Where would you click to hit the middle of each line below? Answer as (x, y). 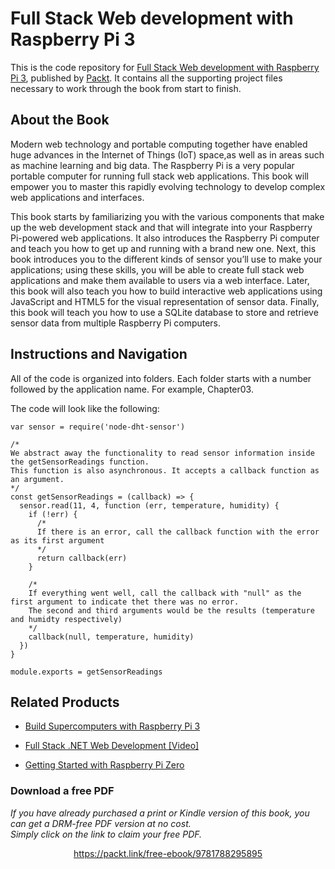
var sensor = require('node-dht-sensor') (98, 427)
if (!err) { (53, 514)
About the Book (60, 120)
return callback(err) (82, 558)
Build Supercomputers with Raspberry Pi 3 (112, 726)
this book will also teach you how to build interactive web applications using (166, 291)
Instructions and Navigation (99, 354)
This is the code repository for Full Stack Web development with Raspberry (165, 67)
